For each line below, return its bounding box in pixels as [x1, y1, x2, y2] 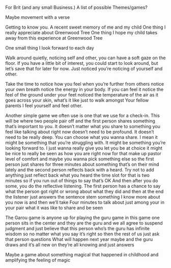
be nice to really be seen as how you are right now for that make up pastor [5, 151, 161, 156]
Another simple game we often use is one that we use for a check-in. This [5, 112, 160, 118]
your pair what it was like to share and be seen [5, 205, 103, 211]
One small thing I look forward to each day [5, 45, 94, 51]
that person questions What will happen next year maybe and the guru [5, 236, 153, 242]
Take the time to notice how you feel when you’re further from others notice [5, 81, 164, 87]
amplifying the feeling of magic [5, 257, 70, 263]
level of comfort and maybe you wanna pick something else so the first [5, 156, 154, 162]
